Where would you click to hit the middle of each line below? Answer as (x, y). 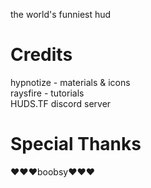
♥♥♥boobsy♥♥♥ (53, 171)
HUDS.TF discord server (61, 103)
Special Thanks (76, 144)
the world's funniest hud (61, 14)
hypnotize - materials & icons (70, 82)
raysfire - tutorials (47, 93)
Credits (41, 55)
